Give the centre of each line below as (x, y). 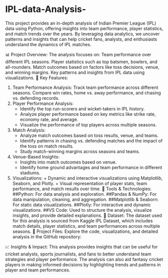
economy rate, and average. (49, 119)
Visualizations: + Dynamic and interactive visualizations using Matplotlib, (88, 178)
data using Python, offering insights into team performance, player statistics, (84, 28)
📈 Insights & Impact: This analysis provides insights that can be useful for (81, 246)
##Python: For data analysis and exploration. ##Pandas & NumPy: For (85, 194)
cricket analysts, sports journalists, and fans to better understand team (78, 254)
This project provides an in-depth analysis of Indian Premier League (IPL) (81, 23)
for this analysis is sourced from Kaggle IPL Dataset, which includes (82, 221)
